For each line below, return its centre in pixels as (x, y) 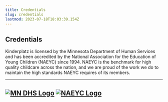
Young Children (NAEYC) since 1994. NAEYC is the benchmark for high (78, 62)
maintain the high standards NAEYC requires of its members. (68, 72)
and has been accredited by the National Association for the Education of (81, 57)
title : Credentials (25, 10)
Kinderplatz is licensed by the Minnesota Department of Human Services (80, 51)
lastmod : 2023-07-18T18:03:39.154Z (42, 19)
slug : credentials (24, 14)
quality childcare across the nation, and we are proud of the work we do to (82, 67)
